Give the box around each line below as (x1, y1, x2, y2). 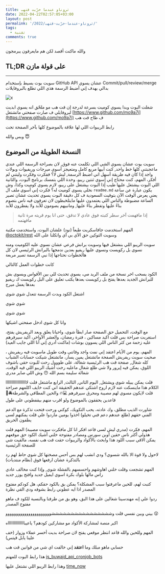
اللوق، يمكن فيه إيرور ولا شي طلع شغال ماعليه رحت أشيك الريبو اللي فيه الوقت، (5, 364, 151, 370)
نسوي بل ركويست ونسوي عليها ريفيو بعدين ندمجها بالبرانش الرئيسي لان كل (5, 246, 142, 253)
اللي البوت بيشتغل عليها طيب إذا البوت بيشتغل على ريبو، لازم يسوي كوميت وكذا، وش (5, 182, 160, 187)
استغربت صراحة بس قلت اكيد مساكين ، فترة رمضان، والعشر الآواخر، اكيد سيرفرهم (5, 334, 156, 340)
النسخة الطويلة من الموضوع (5, 148, 81, 156)
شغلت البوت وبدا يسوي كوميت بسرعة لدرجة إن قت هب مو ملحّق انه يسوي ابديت (5, 104, 153, 110)
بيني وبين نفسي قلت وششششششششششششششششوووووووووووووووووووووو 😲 (5, 510, 159, 516)
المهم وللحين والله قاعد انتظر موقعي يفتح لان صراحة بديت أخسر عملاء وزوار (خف (5, 529, 153, 535)
